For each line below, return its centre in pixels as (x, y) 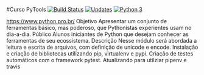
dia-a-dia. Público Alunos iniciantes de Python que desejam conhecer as (97, 34)
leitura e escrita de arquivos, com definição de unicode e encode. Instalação (102, 47)
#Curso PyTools (26, 9)
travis (13, 66)
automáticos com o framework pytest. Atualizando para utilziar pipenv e (97, 60)
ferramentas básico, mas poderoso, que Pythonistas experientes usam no (99, 28)
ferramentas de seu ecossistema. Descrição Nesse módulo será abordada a (102, 41)
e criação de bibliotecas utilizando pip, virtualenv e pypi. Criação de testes (100, 54)
